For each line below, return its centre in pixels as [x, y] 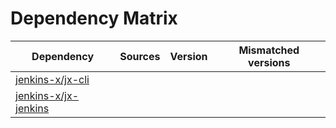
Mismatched [269, 50]
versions [269, 62]
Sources [140, 56]
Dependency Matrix [94, 18]
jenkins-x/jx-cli [52, 79]
